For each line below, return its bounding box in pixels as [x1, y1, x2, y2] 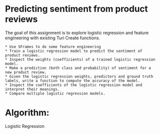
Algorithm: [5, 107, 50, 118]
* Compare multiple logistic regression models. [5, 91, 106, 96]
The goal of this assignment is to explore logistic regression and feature [5, 30, 149, 35]
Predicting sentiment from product [5, 3, 148, 15]
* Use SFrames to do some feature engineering [5, 44, 101, 49]
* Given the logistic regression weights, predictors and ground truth [5, 74, 153, 79]
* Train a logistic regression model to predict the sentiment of [5, 49, 142, 53]
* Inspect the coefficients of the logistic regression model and [5, 83, 142, 87]
